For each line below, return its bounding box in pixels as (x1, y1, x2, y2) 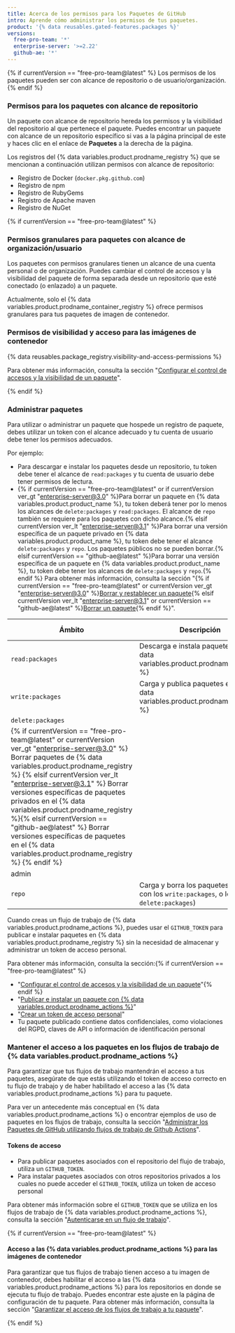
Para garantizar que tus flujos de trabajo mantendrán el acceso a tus (7, 1067, 205, 1076)
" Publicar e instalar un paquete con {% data (17, 995, 145, 1004)
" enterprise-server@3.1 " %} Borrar (10, 779, 129, 788)
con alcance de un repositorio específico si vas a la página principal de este (7, 132, 226, 140)
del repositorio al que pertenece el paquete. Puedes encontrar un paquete (7, 124, 222, 133)
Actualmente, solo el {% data (7, 295, 91, 303)
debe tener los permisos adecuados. (7, 435, 113, 444)
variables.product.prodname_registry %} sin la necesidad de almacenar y (7, 938, 219, 947)
